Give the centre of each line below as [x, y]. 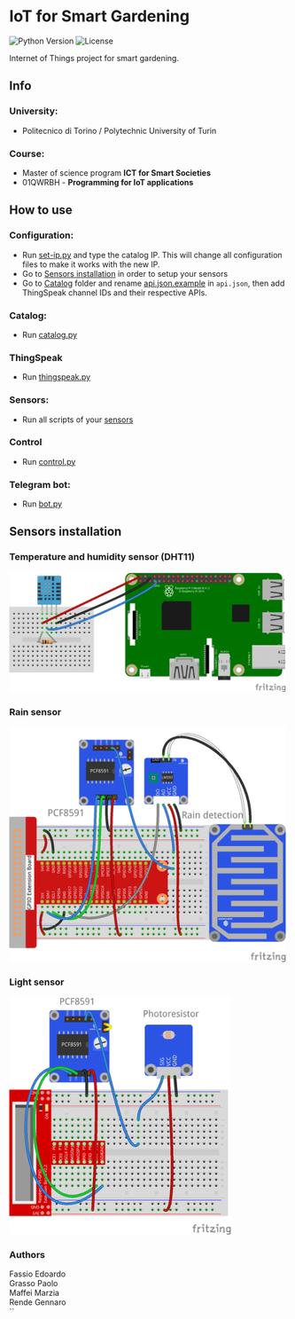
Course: [27, 153]
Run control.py [49, 461]
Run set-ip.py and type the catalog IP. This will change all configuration [152, 255]
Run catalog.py [50, 334]
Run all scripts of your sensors [78, 420]
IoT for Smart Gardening [100, 16]
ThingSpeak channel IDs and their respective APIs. [115, 292]
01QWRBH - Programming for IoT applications [108, 182]
